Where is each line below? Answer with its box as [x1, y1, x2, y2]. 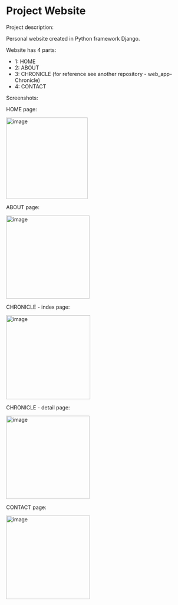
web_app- [147, 70, 173, 77]
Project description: [6, 24, 54, 31]
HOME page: [6, 105, 37, 113]
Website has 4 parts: [6, 46, 57, 54]
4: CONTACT [14, 82, 47, 90]
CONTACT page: [6, 504, 47, 511]
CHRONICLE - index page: [6, 303, 70, 310]
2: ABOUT [14, 64, 39, 71]
